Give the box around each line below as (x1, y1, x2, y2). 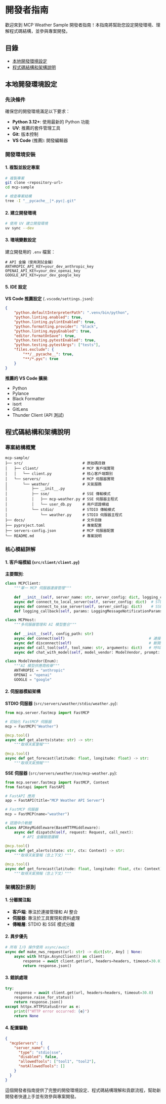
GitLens (12, 406, 28, 412)
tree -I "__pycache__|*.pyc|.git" (5, 199, 77, 204)
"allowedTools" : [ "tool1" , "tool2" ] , (18, 1059, 96, 1064)
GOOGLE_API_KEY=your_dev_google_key (5, 273, 81, 278)
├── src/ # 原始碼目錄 (5, 461, 106, 466)
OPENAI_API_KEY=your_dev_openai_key (5, 269, 81, 274)
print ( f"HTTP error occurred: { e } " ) (14, 1009, 90, 1014)
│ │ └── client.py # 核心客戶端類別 (5, 471, 113, 476)
